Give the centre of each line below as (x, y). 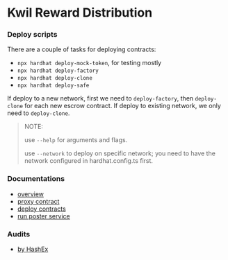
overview (30, 194)
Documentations (36, 179)
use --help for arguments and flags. (76, 140)
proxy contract (38, 201)
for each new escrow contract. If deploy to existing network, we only (122, 106)
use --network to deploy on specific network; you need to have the (120, 153)
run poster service (44, 216)
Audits (19, 234)
